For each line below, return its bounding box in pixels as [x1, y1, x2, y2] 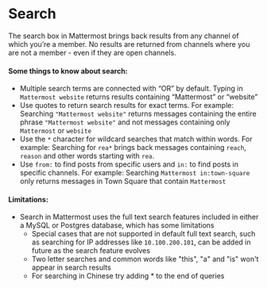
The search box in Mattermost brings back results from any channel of [8, 31, 240, 40]
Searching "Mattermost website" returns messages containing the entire [19, 109, 257, 119]
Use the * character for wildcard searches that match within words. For [19, 134, 253, 144]
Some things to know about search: [8, 66, 129, 75]
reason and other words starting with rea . [19, 152, 155, 161]
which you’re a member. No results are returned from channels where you [8, 39, 250, 48]
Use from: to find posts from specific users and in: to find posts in [19, 159, 238, 169]
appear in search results [31, 263, 111, 272]
